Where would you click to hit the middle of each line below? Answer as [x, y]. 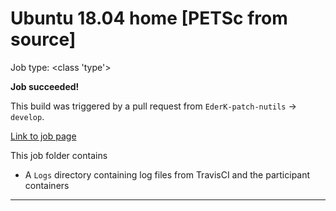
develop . [27, 116]
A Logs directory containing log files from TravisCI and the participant [167, 174]
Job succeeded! [45, 86]
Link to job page [43, 136]
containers [47, 185]
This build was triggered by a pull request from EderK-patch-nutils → [153, 106]
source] [43, 39]
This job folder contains [59, 155]
